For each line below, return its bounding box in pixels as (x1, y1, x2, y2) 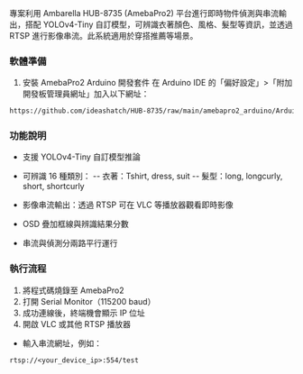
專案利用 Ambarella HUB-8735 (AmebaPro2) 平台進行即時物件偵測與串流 (9, 8, 280, 18)
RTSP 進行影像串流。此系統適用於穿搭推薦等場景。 (9, 31, 198, 41)
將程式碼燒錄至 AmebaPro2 (22, 285, 124, 296)
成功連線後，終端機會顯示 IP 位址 (22, 307, 146, 318)
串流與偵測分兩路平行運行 (22, 238, 118, 249)
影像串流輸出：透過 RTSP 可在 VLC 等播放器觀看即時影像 (22, 199, 234, 210)
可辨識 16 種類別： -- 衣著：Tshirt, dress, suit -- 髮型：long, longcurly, (22, 170, 283, 182)
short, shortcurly (22, 181, 85, 192)
